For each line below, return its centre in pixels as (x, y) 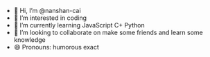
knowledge (30, 40)
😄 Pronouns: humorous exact (56, 47)
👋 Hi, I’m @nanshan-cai (47, 11)
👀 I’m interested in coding (50, 18)
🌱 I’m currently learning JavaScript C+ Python (79, 25)
